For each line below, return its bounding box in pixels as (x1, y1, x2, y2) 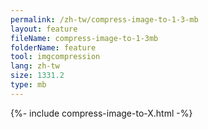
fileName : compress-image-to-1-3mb (10, 33, 159, 43)
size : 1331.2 (10, 71, 65, 81)
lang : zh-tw (10, 61, 60, 71)
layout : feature (10, 24, 78, 34)
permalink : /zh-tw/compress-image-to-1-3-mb (10, 14, 199, 25)
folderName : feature (10, 42, 97, 53)
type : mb (10, 80, 47, 90)
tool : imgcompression (10, 52, 101, 62)
